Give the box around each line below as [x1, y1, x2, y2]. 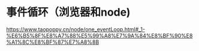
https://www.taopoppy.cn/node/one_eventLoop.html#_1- [6, 25, 146, 33]
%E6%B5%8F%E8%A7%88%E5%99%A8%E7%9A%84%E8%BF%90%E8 [6, 32, 193, 39]
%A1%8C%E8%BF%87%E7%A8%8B [6, 38, 99, 46]
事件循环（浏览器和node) [6, 5, 131, 19]
